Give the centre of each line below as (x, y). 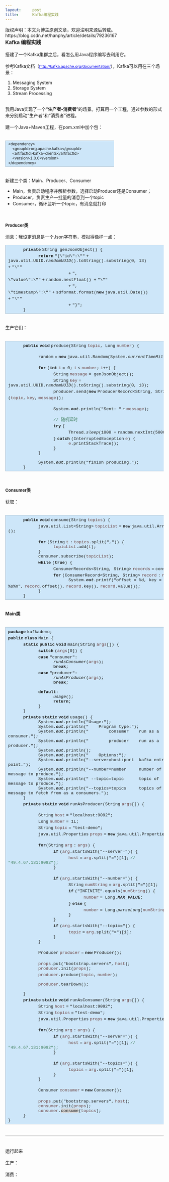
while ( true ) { (55, 563)
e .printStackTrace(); (94, 444)
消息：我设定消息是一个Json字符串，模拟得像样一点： (61, 237)
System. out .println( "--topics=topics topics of (100, 789)
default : (48, 692)
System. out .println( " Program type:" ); (89, 727)
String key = (67, 381)
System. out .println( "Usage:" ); (75, 722)
